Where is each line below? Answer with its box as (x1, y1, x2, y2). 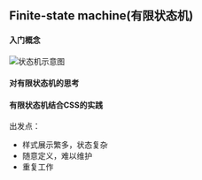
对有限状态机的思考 (9, 78, 80, 88)
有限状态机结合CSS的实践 (9, 100, 104, 110)
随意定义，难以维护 (21, 151, 93, 161)
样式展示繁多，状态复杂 (21, 139, 108, 150)
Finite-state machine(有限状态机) (9, 8, 194, 24)
